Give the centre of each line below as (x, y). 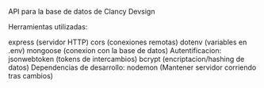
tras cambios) (31, 76)
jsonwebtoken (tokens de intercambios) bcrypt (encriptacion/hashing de (126, 59)
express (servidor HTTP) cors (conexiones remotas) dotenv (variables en (128, 42)
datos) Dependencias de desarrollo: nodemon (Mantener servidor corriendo (132, 67)
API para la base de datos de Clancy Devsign (82, 11)
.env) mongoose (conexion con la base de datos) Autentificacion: (115, 50)
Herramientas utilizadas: (48, 27)
